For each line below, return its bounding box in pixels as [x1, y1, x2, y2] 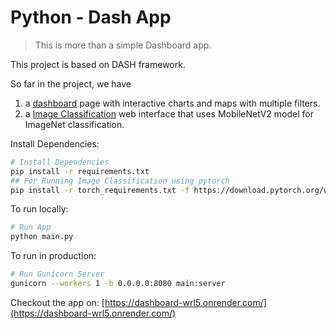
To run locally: [10, 203, 69, 215]
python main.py [10, 232, 74, 242]
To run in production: [10, 250, 97, 262]
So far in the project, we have [10, 77, 132, 90]
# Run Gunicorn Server [10, 269, 105, 280]
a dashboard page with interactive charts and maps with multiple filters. [24, 97, 321, 109]
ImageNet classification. [24, 118, 125, 130]
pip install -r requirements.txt [10, 166, 150, 176]
